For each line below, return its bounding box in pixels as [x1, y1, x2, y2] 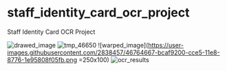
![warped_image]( [98, 41, 149, 49]
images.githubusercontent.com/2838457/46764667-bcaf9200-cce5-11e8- [7, 48, 220, 57]
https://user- [147, 41, 184, 49]
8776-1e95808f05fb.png [7, 55, 78, 63]
